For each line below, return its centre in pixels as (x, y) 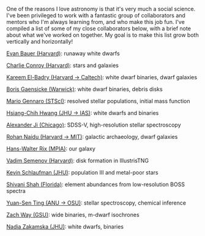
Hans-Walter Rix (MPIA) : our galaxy (51, 149)
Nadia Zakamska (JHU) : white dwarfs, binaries (65, 226)
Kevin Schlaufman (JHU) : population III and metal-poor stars (82, 172)
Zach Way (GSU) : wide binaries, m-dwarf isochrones (73, 215)
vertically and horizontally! (40, 41)
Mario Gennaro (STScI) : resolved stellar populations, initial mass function (98, 101)
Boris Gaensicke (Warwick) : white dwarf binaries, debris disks (85, 89)
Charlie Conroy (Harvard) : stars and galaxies (63, 65)
